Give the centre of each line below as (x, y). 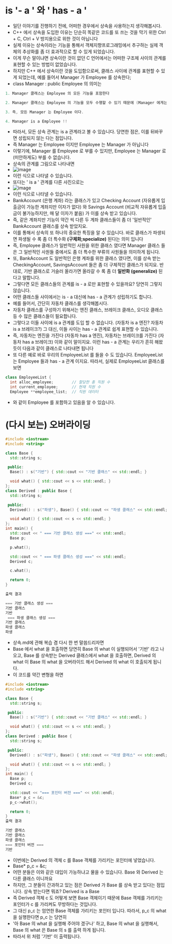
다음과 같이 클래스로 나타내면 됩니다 (58, 348)
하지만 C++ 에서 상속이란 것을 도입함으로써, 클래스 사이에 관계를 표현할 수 (86, 70)
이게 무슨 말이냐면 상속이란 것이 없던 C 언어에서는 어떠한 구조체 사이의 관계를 (89, 58)
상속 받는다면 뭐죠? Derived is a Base (62, 891)
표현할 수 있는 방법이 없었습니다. (45, 64)
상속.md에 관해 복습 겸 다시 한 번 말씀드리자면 (58, 643)
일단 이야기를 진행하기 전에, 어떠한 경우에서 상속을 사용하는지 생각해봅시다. (87, 26)
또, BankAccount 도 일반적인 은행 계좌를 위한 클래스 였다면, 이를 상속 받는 (87, 258)
